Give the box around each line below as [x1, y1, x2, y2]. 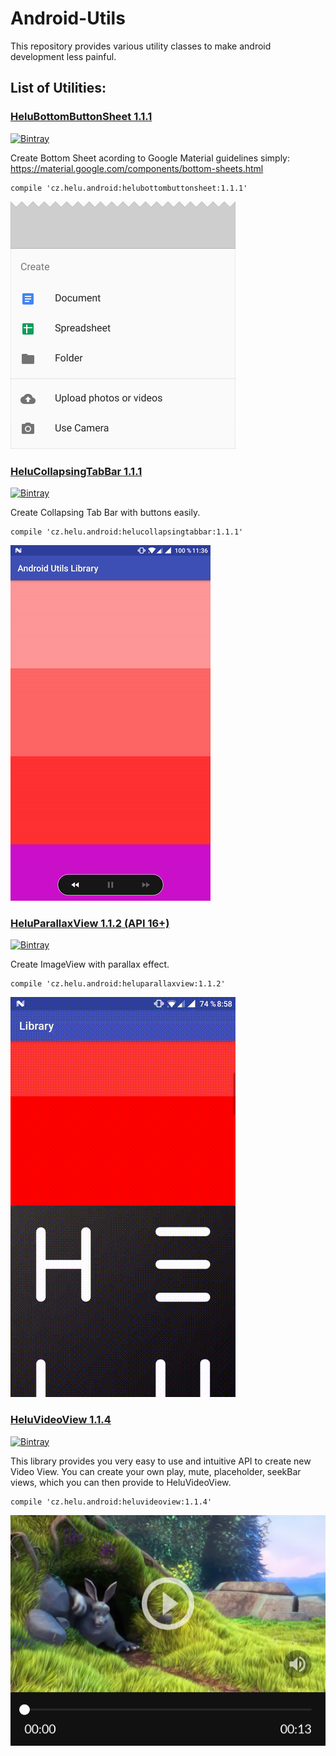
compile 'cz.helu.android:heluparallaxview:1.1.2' [10, 979, 226, 989]
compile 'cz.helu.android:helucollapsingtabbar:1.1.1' [10, 527, 244, 537]
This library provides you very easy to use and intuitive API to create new [10, 1455, 312, 1467]
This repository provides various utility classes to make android [10, 40, 272, 52]
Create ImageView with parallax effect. [10, 958, 170, 971]
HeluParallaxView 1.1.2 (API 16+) [10, 916, 170, 930]
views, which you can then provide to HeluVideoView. [10, 1476, 232, 1488]
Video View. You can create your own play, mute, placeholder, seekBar [10, 1465, 302, 1477]
